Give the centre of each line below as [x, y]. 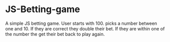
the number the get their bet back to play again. [55, 34]
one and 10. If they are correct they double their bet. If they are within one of [85, 28]
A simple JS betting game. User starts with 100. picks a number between [81, 23]
